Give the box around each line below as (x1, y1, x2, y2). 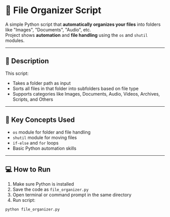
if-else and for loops (12, 140, 59, 146)
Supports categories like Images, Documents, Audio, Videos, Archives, (12, 91, 160, 97)
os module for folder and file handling (12, 129, 91, 135)
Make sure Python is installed (12, 181, 74, 187)
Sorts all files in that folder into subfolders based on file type (12, 85, 139, 92)
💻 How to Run (5, 165, 51, 173)
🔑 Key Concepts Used (5, 116, 75, 124)
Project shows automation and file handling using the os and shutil (5, 32, 148, 38)
